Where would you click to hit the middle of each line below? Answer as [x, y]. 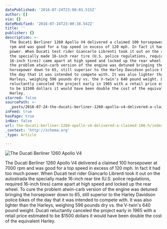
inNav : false [19, 121]
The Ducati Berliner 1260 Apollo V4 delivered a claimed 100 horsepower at [81, 163]
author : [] [16, 14]
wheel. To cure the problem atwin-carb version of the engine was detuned [81, 189]
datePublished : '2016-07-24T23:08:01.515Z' [51, 10]
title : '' [15, 28]
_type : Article [21, 135]
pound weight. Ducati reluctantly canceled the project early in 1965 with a [81, 211]
